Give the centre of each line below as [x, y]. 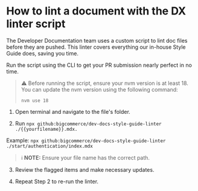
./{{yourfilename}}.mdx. [46, 129]
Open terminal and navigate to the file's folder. [73, 111]
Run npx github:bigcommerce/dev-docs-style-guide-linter [88, 123]
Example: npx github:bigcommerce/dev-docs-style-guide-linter [86, 140]
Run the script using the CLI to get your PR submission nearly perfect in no [99, 65]
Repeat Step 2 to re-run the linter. [56, 181]
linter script [36, 24]
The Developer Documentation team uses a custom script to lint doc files [97, 40]
